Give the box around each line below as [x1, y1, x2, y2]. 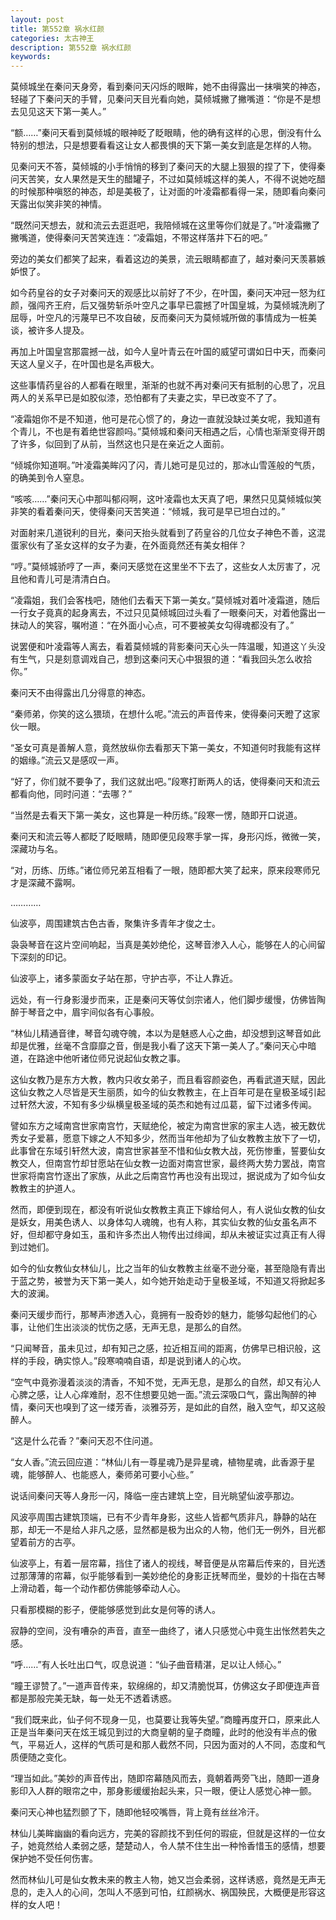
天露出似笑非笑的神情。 [10, 198, 107, 210]
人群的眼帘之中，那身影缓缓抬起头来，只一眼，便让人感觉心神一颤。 [36, 1785, 317, 1797]
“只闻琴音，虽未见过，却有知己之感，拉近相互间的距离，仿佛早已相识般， [10, 1342, 313, 1355]
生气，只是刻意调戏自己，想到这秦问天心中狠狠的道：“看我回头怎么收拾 [18, 653, 313, 665]
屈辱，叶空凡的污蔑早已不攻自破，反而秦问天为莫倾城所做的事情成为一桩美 [10, 312, 317, 324]
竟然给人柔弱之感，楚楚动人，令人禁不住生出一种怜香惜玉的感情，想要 [36, 1840, 326, 1852]
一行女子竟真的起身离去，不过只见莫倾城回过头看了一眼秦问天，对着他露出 [10, 607, 317, 619]
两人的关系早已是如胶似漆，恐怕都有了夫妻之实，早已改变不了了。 [10, 392, 282, 404]
